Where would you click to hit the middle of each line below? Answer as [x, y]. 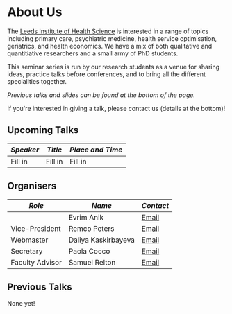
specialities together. [37, 81]
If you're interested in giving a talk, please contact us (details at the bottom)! [116, 108]
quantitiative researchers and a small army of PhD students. [93, 53]
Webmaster [30, 240]
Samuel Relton [92, 262]
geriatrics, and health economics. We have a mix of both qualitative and [110, 46]
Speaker [25, 150]
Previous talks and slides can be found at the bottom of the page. [101, 95]
